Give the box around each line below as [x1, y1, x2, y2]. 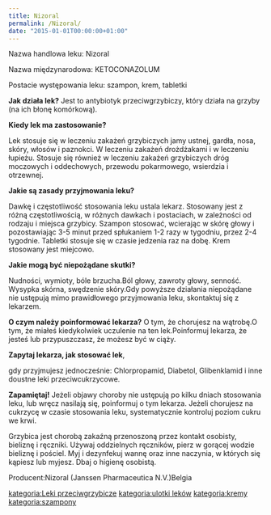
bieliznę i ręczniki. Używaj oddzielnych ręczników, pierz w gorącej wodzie [8, 440, 255, 450]
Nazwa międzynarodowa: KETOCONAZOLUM [8, 65, 160, 74]
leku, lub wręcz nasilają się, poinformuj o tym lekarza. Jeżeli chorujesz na [8, 399, 253, 408]
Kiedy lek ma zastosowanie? [8, 120, 107, 130]
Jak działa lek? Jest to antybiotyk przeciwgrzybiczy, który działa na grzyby [8, 96, 260, 106]
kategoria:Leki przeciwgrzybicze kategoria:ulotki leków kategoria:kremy [8, 488, 248, 498]
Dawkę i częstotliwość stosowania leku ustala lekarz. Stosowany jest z [8, 201, 243, 211]
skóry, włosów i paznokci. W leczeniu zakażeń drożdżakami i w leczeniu [8, 145, 249, 154]
